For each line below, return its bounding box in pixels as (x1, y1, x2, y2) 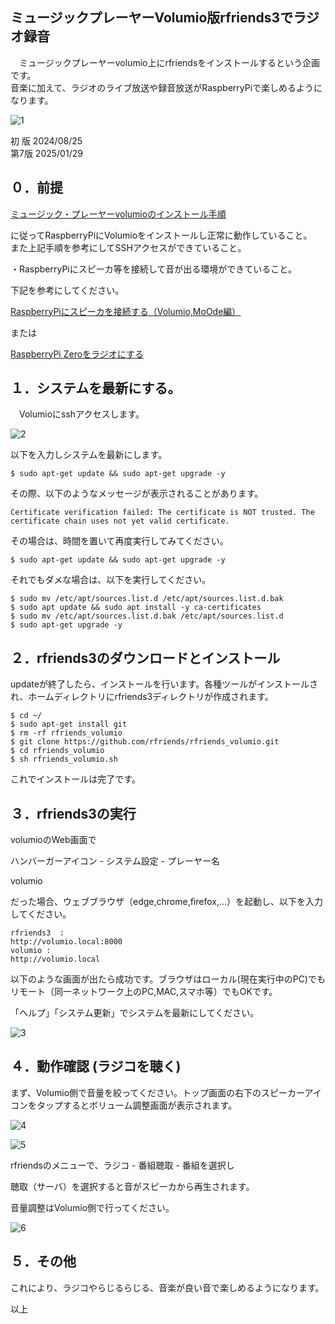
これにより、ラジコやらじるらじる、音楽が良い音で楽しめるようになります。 (10, 1281, 325, 1293)
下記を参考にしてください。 (10, 284, 125, 296)
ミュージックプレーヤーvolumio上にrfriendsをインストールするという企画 (18, 56, 321, 68)
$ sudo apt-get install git (10, 719, 128, 730)
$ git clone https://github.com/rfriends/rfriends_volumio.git (10, 737, 280, 747)
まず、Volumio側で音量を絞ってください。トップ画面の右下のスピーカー (10, 1086, 305, 1098)
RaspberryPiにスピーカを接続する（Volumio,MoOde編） (10, 305, 242, 317)
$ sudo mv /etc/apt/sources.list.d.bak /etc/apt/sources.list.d (10, 611, 284, 622)
